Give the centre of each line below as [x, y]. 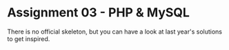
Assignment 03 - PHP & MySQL [98, 13]
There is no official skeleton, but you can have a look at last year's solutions [115, 32]
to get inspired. [29, 38]
